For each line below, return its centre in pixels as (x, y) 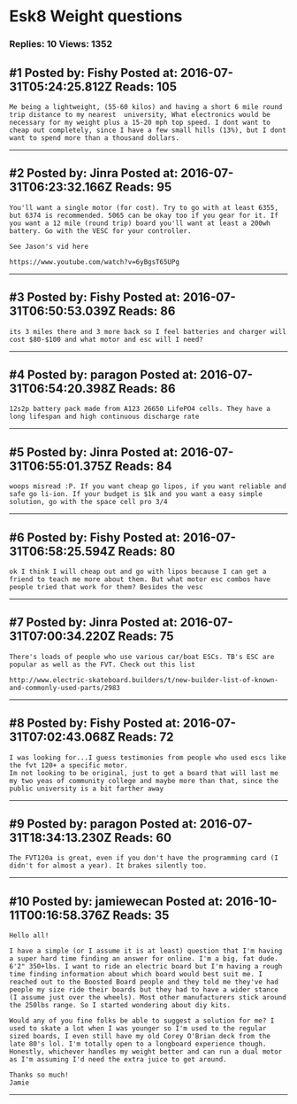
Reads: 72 (146, 737)
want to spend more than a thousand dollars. (94, 138)
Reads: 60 (143, 838)
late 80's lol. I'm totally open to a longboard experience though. (138, 1044)
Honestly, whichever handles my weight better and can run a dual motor (146, 1052)
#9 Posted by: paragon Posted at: (103, 824)
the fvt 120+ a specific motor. (69, 765)
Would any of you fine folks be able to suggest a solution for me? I (142, 1021)
